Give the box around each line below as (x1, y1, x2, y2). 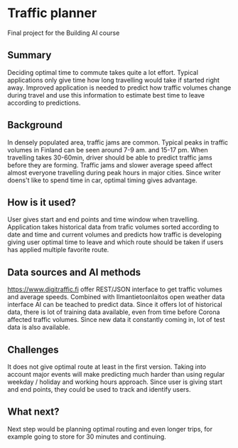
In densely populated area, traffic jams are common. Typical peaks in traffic (7, 137, 229, 147)
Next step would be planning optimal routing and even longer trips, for (7, 424, 213, 433)
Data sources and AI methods (7, 266, 141, 278)
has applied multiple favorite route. (7, 246, 109, 254)
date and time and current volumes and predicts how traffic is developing (7, 230, 222, 239)
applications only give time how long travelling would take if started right (7, 75, 220, 84)
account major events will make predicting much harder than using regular (7, 370, 225, 378)
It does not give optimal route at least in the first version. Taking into (7, 363, 207, 371)
